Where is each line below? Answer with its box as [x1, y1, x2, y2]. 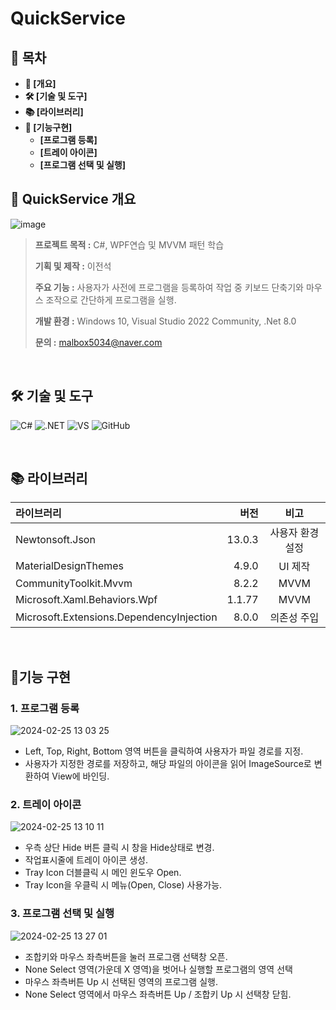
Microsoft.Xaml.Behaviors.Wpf [15, 593, 158, 607]
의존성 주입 [269, 611, 320, 625]
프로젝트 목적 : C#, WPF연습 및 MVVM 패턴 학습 [34, 238, 225, 251]
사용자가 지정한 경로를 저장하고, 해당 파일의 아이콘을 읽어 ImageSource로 [24, 758, 312, 770]
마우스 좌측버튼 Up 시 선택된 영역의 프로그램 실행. [24, 975, 218, 987]
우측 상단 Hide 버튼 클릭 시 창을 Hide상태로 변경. [24, 842, 215, 854]
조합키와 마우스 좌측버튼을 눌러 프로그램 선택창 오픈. [24, 950, 228, 962]
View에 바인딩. [51, 770, 110, 782]
